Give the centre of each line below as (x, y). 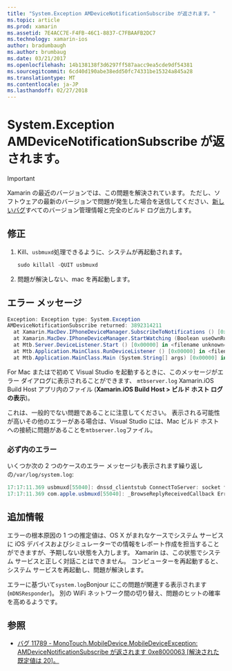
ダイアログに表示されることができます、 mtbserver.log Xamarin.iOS (117, 380)
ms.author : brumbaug (37, 53)
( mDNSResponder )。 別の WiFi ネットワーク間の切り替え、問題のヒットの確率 (114, 593)
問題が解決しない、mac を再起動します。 (75, 279)
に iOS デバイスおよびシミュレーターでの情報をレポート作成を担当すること (113, 544)
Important (21, 179)
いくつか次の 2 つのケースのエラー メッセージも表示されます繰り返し (105, 465)
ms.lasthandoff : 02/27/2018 (48, 91)
